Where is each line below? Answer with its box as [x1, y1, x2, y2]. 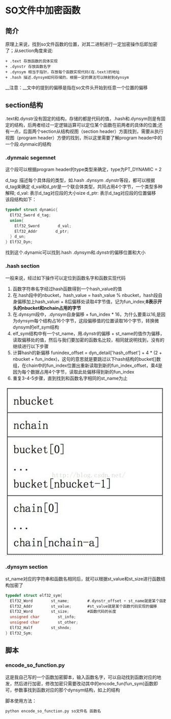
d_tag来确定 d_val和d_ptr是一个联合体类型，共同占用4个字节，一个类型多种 [5, 183, 163, 190]
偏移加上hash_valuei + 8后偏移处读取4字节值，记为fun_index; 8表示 [17, 298, 158, 305]
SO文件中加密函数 [5, 5, 80, 16]
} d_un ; [10, 234, 26, 239]
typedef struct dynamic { [5, 207, 58, 213]
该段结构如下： [5, 196, 37, 202]
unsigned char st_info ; [10, 614, 76, 620]
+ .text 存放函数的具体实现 [5, 59, 58, 64]
